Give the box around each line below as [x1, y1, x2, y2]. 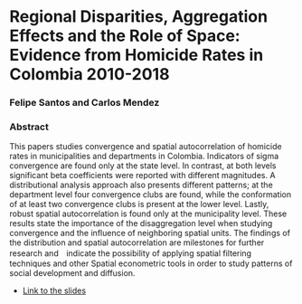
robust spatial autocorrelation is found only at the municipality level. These [9, 208, 288, 219]
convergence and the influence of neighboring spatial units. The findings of [9, 228, 291, 239]
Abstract [9, 120, 50, 133]
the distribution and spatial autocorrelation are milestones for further [9, 237, 265, 248]
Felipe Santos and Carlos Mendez [9, 97, 160, 109]
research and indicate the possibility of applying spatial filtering [9, 248, 251, 259]
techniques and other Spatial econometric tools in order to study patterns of [9, 258, 293, 269]
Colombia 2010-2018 [9, 64, 170, 85]
